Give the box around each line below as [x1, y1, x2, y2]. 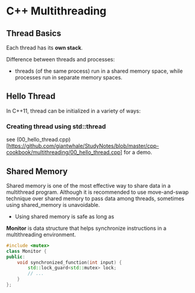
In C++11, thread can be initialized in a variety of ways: [6, 107, 141, 114]
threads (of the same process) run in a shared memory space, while [14, 67, 183, 75]
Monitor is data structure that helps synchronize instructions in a [6, 224, 167, 232]
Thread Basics [6, 28, 61, 39]
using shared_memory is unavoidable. [6, 201, 100, 208]
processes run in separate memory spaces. [14, 74, 123, 81]
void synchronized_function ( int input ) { [17, 259, 122, 265]
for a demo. [124, 149, 152, 156]
